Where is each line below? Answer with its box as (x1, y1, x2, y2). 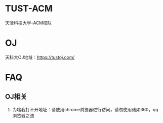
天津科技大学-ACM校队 (5, 20, 52, 26)
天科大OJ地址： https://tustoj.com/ (5, 54, 75, 60)
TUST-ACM (5, 3, 53, 14)
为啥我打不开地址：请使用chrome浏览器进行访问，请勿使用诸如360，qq (12, 106, 159, 112)
